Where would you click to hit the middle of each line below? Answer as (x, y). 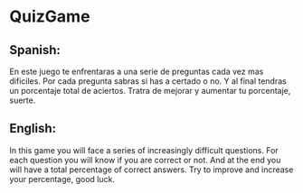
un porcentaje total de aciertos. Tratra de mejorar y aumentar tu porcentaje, (150, 91)
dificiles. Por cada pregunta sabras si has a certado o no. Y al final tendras (148, 81)
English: (33, 129)
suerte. (23, 100)
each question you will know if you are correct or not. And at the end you (145, 160)
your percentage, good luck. (62, 179)
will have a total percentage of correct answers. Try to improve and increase (151, 170)
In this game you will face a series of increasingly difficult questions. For (144, 150)
